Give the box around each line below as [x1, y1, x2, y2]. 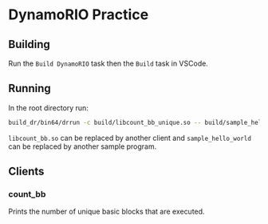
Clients [8, 165, 45, 178]
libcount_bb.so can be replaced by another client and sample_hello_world [8, 133, 251, 142]
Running [8, 82, 52, 95]
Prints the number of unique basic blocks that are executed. [8, 206, 205, 217]
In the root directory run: [8, 102, 89, 113]
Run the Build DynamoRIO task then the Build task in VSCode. [8, 58, 209, 68]
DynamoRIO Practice [8, 6, 149, 24]
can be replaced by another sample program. [8, 142, 157, 151]
